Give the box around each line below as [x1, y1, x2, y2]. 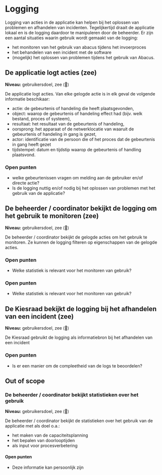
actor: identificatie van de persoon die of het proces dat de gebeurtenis [12, 136, 155, 142]
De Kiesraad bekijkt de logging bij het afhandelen [5, 304, 157, 313]
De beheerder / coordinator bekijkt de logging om [5, 205, 157, 213]
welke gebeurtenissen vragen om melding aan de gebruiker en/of [12, 175, 143, 181]
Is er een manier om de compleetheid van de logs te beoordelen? [12, 363, 143, 369]
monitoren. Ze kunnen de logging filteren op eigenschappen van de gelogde [5, 239, 158, 245]
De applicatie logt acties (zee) [5, 69, 97, 77]
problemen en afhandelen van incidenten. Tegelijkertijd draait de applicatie [5, 24, 154, 30]
